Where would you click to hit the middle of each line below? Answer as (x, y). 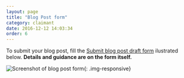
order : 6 (17, 34)
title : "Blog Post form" (37, 17)
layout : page (22, 12)
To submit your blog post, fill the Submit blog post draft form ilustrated (92, 51)
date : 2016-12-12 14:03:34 (39, 28)
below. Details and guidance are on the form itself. (69, 57)
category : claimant (30, 23)
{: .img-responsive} (108, 68)
